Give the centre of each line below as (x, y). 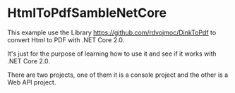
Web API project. (32, 82)
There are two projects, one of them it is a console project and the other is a (118, 75)
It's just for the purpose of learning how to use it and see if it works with (112, 54)
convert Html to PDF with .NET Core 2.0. (66, 39)
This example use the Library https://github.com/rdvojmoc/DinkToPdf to (112, 32)
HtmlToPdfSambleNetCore (87, 13)
